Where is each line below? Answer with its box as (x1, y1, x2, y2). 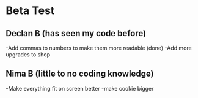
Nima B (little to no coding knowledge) (5, 69, 154, 79)
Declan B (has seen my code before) (5, 28, 147, 39)
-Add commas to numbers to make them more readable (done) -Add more (5, 44, 192, 51)
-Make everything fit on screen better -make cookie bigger (5, 85, 154, 92)
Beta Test (5, 4, 55, 18)
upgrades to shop (5, 51, 51, 58)
